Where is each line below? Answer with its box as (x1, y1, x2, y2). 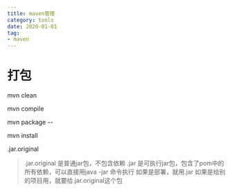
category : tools (7, 17, 54, 24)
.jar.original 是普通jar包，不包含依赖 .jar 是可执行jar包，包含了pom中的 (24, 159, 224, 167)
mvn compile (7, 104, 44, 113)
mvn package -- (7, 118, 53, 127)
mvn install (7, 131, 38, 140)
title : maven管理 (7, 10, 55, 17)
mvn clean (7, 91, 37, 100)
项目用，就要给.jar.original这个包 (30, 176, 123, 185)
